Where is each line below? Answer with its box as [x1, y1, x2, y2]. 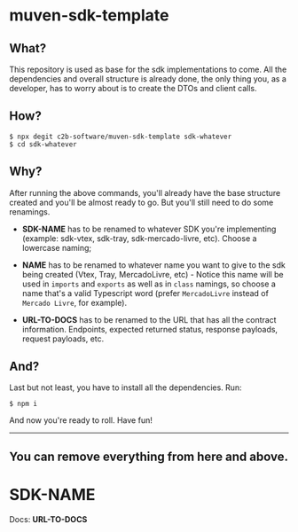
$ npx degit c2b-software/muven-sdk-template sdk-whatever [9, 132, 232, 141]
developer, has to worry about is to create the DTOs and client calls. [9, 83, 257, 93]
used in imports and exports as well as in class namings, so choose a [21, 278, 277, 289]
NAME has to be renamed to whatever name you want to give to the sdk [21, 259, 286, 270]
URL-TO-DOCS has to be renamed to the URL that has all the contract [21, 314, 277, 325]
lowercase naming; [21, 242, 92, 253]
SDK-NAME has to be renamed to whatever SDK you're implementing [21, 223, 277, 234]
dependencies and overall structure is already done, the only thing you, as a [9, 74, 286, 84]
